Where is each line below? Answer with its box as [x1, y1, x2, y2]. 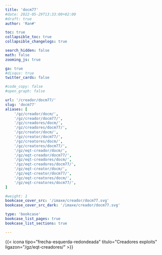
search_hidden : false [5, 48, 50, 53]
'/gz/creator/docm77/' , [14, 134, 63, 139]
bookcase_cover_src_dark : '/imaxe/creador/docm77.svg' [5, 203, 121, 208]
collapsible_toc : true [5, 35, 52, 39]
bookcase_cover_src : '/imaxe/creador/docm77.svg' [5, 198, 110, 203]
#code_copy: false [5, 84, 43, 89]
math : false [5, 52, 30, 57]
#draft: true [5, 16, 32, 21]
